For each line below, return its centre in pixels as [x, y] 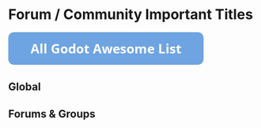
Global [25, 87]
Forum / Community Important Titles [130, 15]
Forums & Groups [52, 113]
